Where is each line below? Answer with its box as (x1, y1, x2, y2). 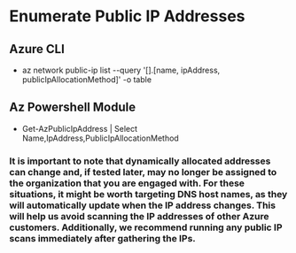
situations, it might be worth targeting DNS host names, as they (9, 188, 288, 200)
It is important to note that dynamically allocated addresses (9, 155, 271, 167)
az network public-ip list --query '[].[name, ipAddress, (21, 65, 221, 75)
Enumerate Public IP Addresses (9, 6, 245, 27)
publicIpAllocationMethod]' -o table (21, 74, 152, 85)
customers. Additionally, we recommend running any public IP (9, 221, 283, 234)
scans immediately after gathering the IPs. (9, 232, 197, 244)
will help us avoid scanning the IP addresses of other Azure (9, 210, 269, 222)
